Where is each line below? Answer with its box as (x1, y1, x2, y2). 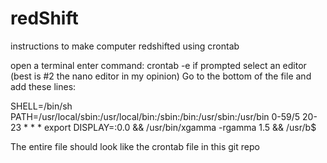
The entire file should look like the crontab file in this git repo (10, 140, 260, 152)
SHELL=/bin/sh (10, 100, 73, 112)
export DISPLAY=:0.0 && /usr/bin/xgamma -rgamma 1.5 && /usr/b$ (43, 121, 317, 133)
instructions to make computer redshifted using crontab (10, 40, 240, 52)
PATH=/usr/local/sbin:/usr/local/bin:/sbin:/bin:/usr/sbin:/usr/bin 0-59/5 (10, 110, 301, 122)
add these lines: (10, 80, 77, 92)
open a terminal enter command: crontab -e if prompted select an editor (10, 59, 307, 71)
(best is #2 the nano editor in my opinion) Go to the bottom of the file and (10, 70, 312, 82)
